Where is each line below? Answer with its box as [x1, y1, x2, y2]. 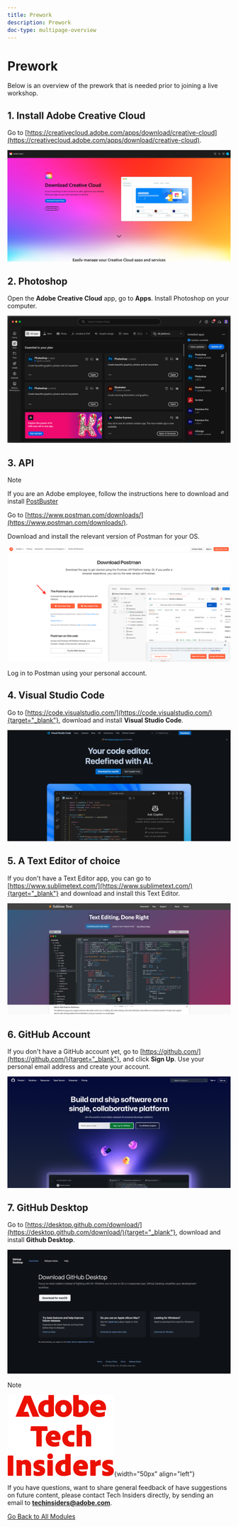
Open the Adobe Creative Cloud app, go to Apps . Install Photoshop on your [7, 294, 229, 303]
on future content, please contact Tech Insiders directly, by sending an [7, 1491, 214, 1499]
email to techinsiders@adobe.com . [7, 1498, 113, 1506]
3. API [7, 457, 34, 469]
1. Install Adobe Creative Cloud [7, 109, 146, 122]
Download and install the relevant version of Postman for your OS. [7, 532, 200, 541]
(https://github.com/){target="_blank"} [7, 1055, 120, 1064]
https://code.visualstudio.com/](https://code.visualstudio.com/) [27, 708, 212, 717]
